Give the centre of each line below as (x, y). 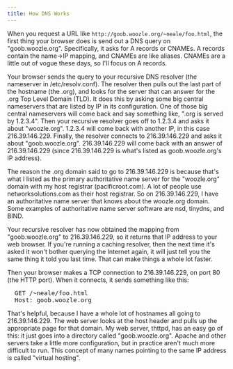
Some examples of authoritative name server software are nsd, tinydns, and (116, 208)
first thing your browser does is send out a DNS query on (89, 41)
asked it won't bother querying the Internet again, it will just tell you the (109, 251)
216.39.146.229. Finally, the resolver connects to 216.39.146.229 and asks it (115, 136)
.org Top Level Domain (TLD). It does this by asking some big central (105, 99)
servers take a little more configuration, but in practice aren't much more (111, 343)
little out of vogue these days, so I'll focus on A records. (87, 63)
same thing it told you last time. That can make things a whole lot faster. (110, 259)
